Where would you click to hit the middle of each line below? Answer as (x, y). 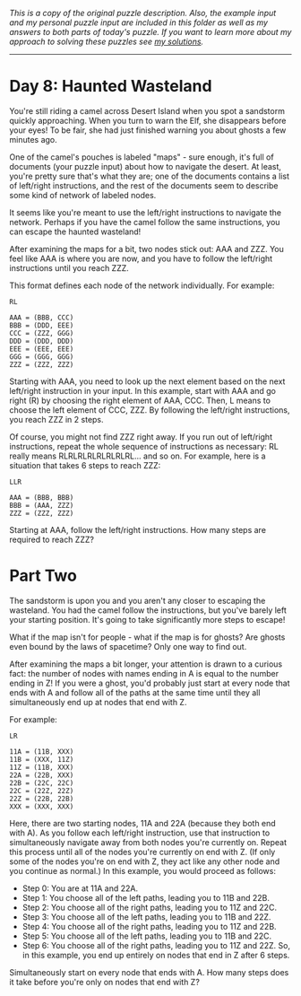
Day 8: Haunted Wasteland (111, 87)
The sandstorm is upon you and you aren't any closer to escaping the (138, 600)
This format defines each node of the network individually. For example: (142, 285)
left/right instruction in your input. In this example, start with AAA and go (142, 390)
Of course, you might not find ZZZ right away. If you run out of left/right (141, 437)
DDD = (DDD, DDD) (42, 341)
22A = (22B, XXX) (42, 775)
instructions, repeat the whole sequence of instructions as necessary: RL (144, 446)
